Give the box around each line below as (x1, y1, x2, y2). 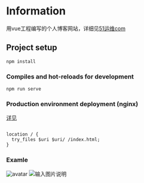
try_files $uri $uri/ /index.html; (11, 137, 100, 143)
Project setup (6, 43, 58, 53)
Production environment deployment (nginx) (6, 100, 139, 108)
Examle (6, 156, 29, 164)
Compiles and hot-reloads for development (6, 72, 134, 80)
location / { (6, 131, 39, 137)
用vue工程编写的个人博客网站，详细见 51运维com (6, 25, 125, 32)
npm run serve (6, 86, 42, 92)
